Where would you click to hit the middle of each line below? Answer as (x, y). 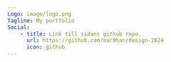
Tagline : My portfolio (41, 21)
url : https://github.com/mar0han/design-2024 (95, 41)
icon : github (46, 47)
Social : (19, 27)
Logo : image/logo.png (40, 14)
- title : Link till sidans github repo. (81, 34)
